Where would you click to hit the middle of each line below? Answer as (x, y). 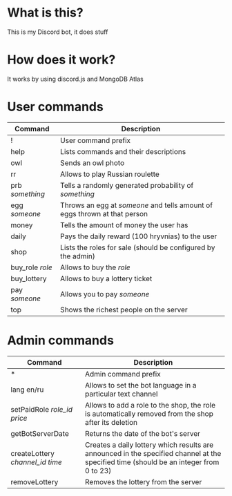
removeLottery (35, 481)
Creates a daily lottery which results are (149, 445)
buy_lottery (29, 278)
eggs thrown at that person (104, 213)
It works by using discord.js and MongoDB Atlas (75, 79)
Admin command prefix (123, 374)
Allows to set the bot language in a (141, 385)
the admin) (77, 256)
